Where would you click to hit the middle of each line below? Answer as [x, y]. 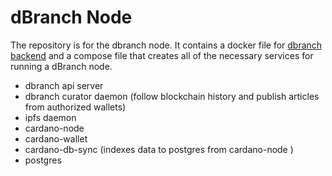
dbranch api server [64, 85]
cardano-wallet [56, 138]
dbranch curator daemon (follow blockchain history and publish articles [172, 96]
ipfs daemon [50, 117]
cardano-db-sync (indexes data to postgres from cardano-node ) [159, 149]
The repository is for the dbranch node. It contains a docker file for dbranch [166, 45]
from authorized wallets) [75, 107]
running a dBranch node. [61, 66]
